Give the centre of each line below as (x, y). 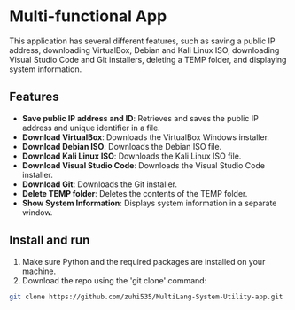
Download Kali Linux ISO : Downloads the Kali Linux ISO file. (132, 156)
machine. (39, 271)
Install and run (50, 240)
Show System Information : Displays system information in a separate (149, 203)
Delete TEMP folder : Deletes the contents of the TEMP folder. (135, 193)
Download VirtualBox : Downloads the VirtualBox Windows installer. (146, 137)
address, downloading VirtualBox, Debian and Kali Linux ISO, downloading (144, 50)
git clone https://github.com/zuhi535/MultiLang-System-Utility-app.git (146, 297)
